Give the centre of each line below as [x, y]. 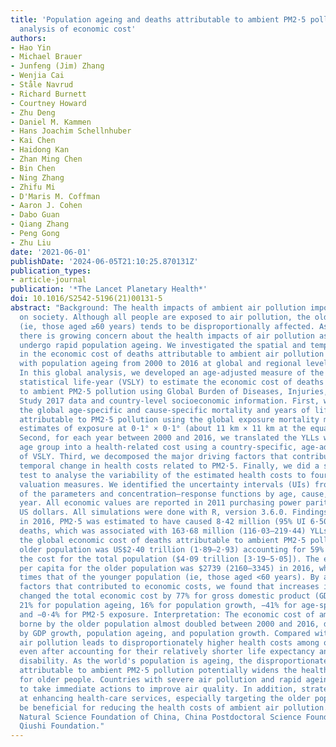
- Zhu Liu [31, 242]
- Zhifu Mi [33, 187]
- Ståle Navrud [42, 85]
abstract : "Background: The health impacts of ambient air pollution [158, 308]
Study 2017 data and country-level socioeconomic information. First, [169, 401]
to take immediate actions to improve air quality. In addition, [158, 689]
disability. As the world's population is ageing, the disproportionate [174, 661]
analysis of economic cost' [78, 29]
